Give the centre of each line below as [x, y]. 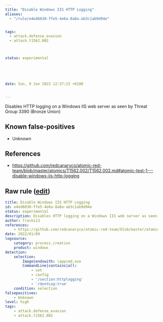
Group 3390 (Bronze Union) [33, 111]
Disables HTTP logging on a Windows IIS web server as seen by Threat [76, 106]
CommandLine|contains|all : [50, 266]
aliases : [14, 14]
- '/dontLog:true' [49, 284]
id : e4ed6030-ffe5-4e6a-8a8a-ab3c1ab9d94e [49, 207]
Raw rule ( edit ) [28, 191]
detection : [16, 252]
